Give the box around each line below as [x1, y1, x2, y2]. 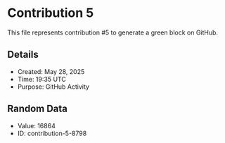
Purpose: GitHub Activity [17, 82, 90, 91]
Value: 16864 [17, 121, 56, 130]
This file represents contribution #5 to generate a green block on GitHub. [7, 28, 219, 37]
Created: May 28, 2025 [17, 67, 85, 75]
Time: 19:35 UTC [17, 75, 67, 83]
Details [7, 49, 39, 61]
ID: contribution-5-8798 [17, 129, 87, 137]
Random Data [7, 103, 68, 115]
